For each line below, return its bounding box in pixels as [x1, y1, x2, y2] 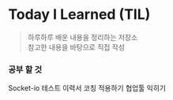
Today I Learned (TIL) [8, 6, 151, 24]
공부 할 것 [8, 64, 42, 75]
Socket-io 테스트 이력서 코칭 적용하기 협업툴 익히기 [8, 83, 166, 93]
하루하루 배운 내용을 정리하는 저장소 [27, 32, 138, 42]
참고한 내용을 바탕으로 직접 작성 [27, 42, 125, 52]
